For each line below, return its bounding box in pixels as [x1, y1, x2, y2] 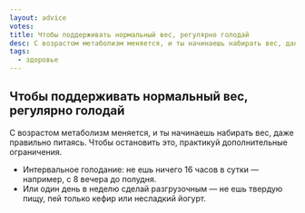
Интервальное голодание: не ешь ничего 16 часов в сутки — [22, 164, 260, 175]
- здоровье [17, 55, 59, 64]
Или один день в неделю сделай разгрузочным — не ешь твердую [22, 183, 283, 194]
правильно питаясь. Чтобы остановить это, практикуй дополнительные [9, 137, 288, 148]
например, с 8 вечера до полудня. [22, 173, 157, 184]
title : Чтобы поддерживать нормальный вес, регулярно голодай [9, 30, 250, 39]
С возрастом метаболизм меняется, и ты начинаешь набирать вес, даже [9, 127, 295, 138]
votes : [9, 22, 34, 31]
